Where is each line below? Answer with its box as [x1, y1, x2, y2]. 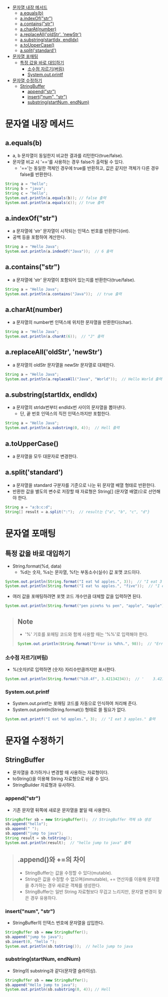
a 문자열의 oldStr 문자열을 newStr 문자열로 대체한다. [12, 362, 115, 368]
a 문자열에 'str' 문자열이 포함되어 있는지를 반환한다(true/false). [12, 277, 135, 283]
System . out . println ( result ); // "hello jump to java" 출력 [5, 840, 131, 845]
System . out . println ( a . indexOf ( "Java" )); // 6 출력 [5, 249, 113, 254]
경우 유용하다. [30, 895, 57, 901]
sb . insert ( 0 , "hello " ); [5, 939, 57, 944]
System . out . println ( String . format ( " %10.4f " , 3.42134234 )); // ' [5, 677, 144, 682]
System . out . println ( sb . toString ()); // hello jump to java [5, 944, 133, 949]
